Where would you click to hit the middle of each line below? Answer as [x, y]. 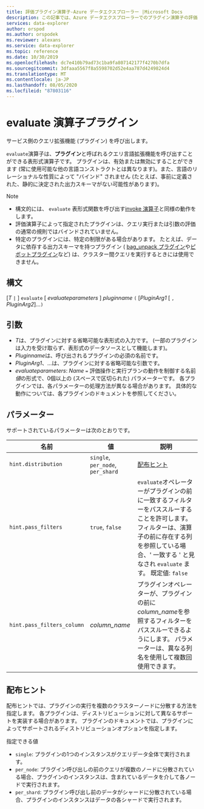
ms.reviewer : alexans [34, 40]
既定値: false [169, 573]
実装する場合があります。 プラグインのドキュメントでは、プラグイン [102, 721]
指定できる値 [22, 742]
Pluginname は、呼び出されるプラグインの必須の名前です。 [88, 356]
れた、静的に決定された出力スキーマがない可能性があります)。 [84, 184]
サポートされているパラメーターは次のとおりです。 [70, 430]
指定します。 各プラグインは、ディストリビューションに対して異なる [92, 713]
